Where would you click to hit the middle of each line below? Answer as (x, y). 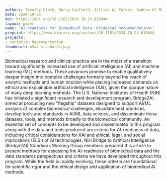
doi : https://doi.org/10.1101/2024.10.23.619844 (56, 19)
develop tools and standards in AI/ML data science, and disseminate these (81, 114)
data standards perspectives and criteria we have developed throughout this (83, 156)
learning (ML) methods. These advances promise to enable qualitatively (79, 71)
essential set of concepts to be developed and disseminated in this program (83, 124)
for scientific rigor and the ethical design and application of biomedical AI (80, 167)
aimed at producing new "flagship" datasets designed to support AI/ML (78, 103)
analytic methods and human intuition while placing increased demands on (82, 82)
